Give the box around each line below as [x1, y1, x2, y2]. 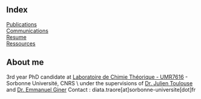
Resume [6, 33, 27, 41]
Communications [6, 27, 49, 34]
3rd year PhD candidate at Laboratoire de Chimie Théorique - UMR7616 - [6, 73, 188, 80]
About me [6, 57, 44, 68]
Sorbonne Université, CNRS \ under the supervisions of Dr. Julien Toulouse [6, 79, 193, 86]
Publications [6, 20, 37, 28]
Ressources [6, 40, 36, 47]
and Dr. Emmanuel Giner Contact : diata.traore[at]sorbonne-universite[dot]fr [6, 86, 196, 93]
